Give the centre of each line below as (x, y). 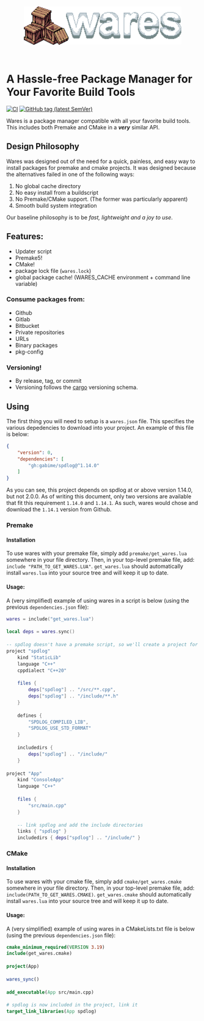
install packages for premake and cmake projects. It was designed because (101, 167)
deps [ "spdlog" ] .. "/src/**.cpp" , (72, 690)
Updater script (33, 251)
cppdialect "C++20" (42, 670)
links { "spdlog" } (42, 831)
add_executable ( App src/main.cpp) (50, 992)
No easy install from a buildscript (57, 192)
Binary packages (36, 345)
